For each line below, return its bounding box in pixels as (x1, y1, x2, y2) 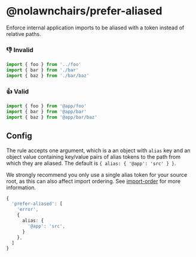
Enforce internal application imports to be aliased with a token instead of (6, 24, 185, 31)
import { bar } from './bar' (6, 67, 79, 73)
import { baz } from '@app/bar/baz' (6, 114, 97, 120)
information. (6, 184, 36, 191)
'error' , (17, 207, 39, 213)
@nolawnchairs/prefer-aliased (6, 4, 163, 18)
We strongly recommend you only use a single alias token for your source (6, 171, 188, 178)
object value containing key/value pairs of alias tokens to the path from (6, 153, 181, 160)
